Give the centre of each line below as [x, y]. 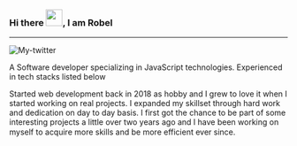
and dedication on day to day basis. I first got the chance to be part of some [148, 113]
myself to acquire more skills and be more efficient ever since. [122, 132]
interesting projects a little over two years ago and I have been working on [144, 122]
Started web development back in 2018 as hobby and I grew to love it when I [148, 94]
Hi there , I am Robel [61, 22]
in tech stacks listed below [57, 77]
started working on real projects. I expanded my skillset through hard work [145, 104]
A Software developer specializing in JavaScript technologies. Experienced [146, 67]
